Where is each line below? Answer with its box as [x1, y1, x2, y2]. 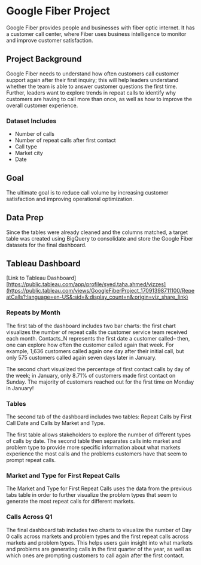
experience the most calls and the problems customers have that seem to [6, 450, 187, 457]
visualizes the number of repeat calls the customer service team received [6, 328, 187, 336]
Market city [14, 150, 43, 157]
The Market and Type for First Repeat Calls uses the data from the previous [6, 485, 193, 492]
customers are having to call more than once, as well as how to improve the [6, 95, 193, 102]
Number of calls [14, 130, 55, 138]
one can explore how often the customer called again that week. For [6, 341, 174, 348]
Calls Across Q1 [6, 513, 53, 521]
